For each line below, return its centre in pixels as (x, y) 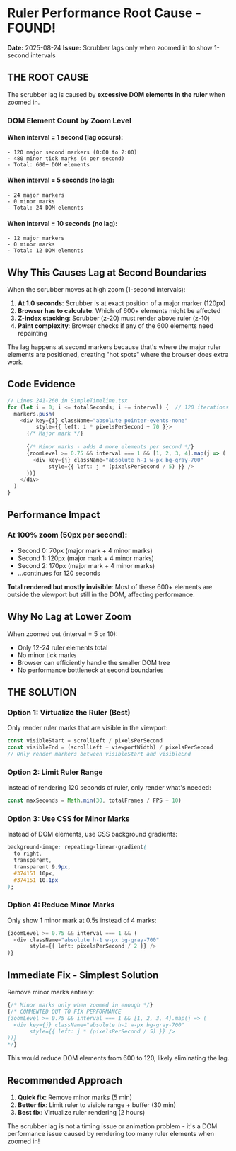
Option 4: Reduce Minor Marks (61, 905)
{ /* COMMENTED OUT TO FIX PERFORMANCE (64, 1011)
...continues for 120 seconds (59, 573)
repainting (33, 334)
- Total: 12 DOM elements (45, 251)
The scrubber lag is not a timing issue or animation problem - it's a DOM (112, 1126)
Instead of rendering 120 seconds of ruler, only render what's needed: (109, 788)
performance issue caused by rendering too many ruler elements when (111, 1133)
